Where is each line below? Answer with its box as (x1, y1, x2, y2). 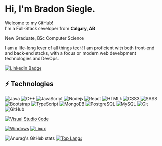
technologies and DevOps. (5, 55, 59, 61)
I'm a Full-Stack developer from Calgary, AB (5, 25, 95, 31)
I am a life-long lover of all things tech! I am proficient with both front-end (5, 45, 155, 51)
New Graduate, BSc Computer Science (5, 35, 84, 41)
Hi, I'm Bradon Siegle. (5, 3, 95, 15)
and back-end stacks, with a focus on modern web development (5, 50, 137, 56)
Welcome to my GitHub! (5, 20, 53, 26)
